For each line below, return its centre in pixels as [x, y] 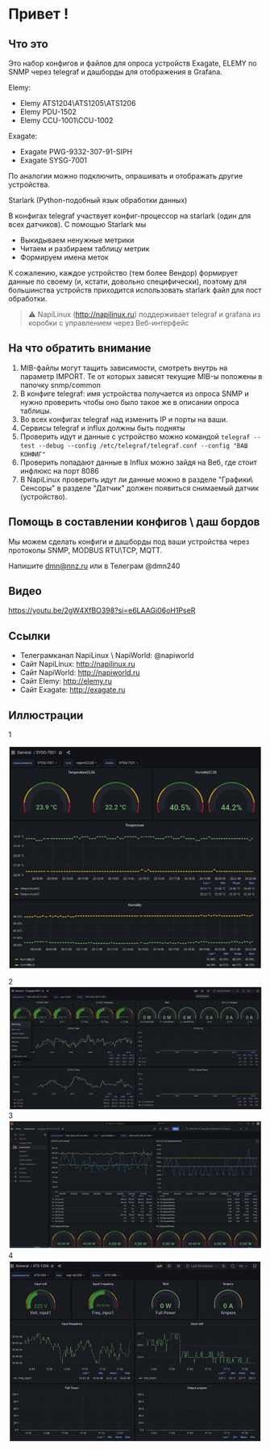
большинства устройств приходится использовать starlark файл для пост [135, 290]
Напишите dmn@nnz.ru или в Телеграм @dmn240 [94, 566]
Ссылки [29, 636]
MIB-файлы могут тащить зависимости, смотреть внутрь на [124, 368]
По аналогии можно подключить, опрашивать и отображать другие [126, 176]
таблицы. [36, 411]
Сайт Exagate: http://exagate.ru [73, 690]
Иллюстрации [46, 715]
